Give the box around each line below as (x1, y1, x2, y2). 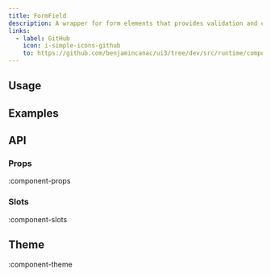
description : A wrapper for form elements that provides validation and (8, 19, 258, 27)
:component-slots (8, 214, 68, 224)
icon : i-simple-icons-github (23, 42, 121, 50)
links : (8, 27, 31, 35)
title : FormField (8, 11, 67, 20)
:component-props (8, 176, 71, 186)
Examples (8, 106, 59, 120)
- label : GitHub (15, 34, 70, 43)
